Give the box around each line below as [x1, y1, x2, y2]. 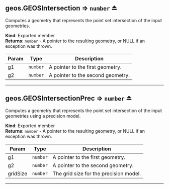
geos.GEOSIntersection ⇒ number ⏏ [5, 4, 117, 13]
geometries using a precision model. [5, 113, 81, 119]
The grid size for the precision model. [52, 170, 141, 177]
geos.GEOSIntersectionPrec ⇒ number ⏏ [5, 94, 132, 103]
